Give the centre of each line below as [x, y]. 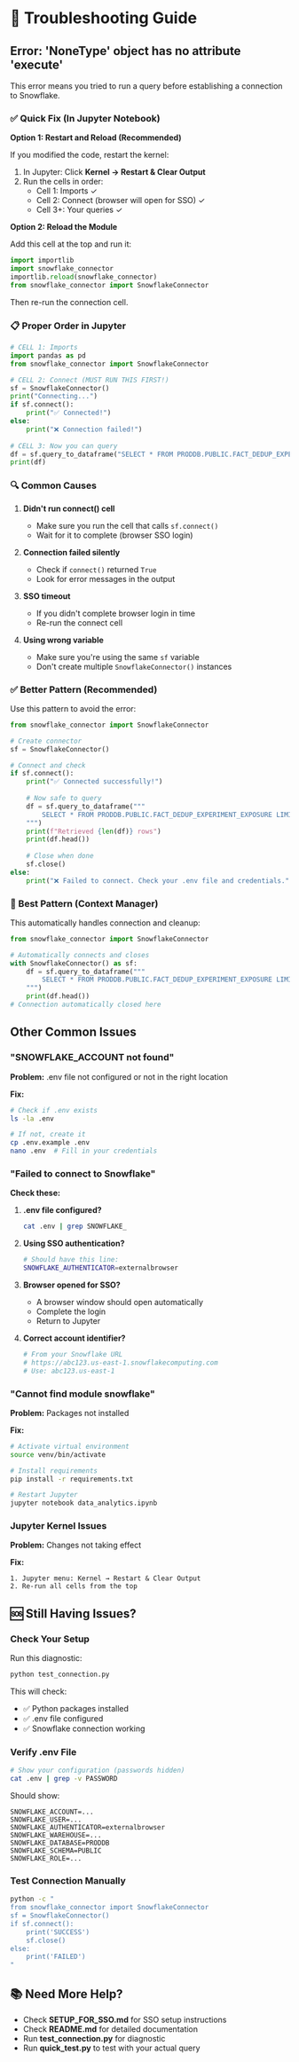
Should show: [35, 1796]
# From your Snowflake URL [73, 1354]
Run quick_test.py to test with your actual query [111, 2048]
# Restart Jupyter [44, 1495]
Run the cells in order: [63, 182]
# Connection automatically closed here [86, 1005]
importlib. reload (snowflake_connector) [84, 277]
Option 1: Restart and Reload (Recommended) [96, 138]
